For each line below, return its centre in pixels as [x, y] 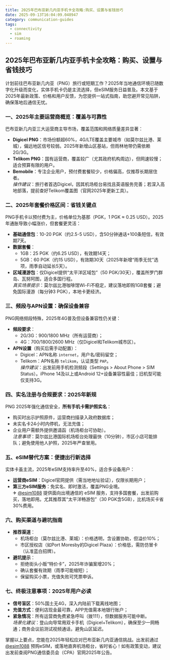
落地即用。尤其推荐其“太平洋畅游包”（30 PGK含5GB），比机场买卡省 [93, 499]
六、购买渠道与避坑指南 [34, 520]
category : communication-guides [39, 19]
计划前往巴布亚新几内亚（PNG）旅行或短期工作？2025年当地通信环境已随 [82, 83]
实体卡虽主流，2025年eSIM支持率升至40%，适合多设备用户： [70, 469]
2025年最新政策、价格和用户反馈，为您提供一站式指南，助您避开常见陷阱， [84, 96]
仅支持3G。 [32, 380]
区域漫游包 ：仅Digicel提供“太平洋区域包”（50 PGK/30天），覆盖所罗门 [86, 273]
